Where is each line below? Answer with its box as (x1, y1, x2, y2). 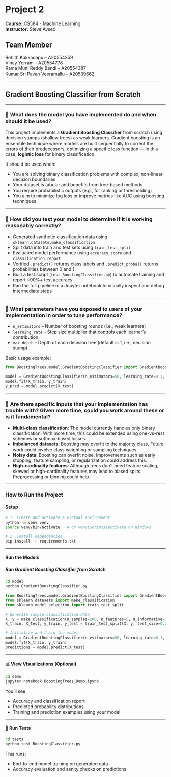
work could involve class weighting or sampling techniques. (12, 446, 138, 453)
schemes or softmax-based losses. (12, 436, 87, 442)
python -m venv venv (5, 520, 49, 525)
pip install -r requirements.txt (5, 538, 76, 544)
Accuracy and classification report (12, 698, 85, 704)
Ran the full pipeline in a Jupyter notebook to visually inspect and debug (12, 282, 164, 289)
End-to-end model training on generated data (12, 760, 108, 767)
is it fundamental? (5, 413, 51, 420)
